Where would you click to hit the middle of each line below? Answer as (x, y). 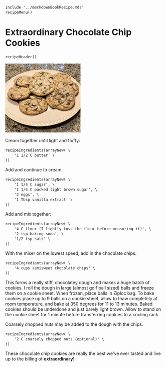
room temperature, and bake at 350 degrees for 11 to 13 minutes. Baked (79, 304)
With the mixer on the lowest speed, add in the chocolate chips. (71, 253)
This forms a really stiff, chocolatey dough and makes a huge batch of (77, 282)
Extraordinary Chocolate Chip (68, 32)
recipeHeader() (21, 57)
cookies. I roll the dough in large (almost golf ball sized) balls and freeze (79, 288)
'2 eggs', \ (27, 195)
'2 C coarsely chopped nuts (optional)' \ (59, 339)
